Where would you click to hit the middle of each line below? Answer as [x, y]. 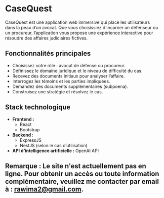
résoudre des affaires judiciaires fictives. [46, 38]
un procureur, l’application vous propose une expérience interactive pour [79, 33]
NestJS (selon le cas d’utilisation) [54, 145]
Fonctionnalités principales [48, 54]
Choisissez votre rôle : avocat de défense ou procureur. [69, 65]
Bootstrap [30, 129]
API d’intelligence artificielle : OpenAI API [55, 151]
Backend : [23, 135]
